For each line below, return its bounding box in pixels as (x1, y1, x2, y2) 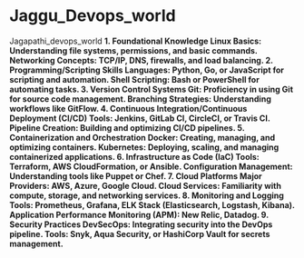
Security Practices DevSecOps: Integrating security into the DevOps (9, 219, 273, 230)
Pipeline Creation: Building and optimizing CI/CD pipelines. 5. (9, 122, 245, 133)
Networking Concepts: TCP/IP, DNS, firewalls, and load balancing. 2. (9, 55, 274, 65)
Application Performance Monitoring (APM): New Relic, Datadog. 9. (9, 209, 270, 220)
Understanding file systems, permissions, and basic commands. (9, 45, 258, 55)
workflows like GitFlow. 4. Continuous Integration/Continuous (9, 103, 248, 114)
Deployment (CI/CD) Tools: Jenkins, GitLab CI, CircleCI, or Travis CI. (9, 113, 270, 124)
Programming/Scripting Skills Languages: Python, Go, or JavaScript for (9, 64, 284, 75)
